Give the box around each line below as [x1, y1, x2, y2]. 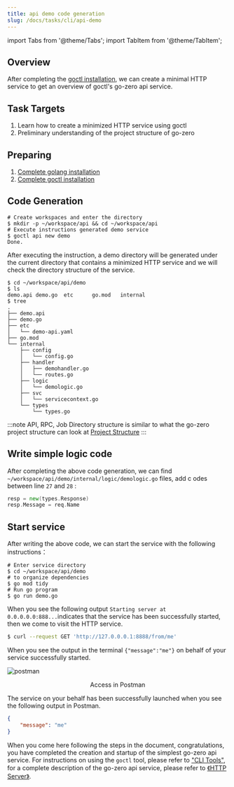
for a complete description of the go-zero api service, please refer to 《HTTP [7, 763, 227, 772]
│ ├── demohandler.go [20, 365, 90, 372]
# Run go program [7, 587, 58, 594]
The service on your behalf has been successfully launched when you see [7, 694, 222, 702]
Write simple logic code [7, 448, 113, 460]
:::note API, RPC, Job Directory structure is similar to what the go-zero [7, 420, 210, 428]
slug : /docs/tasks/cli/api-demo [7, 17, 102, 24]
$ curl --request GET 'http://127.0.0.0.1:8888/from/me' [7, 634, 177, 641]
